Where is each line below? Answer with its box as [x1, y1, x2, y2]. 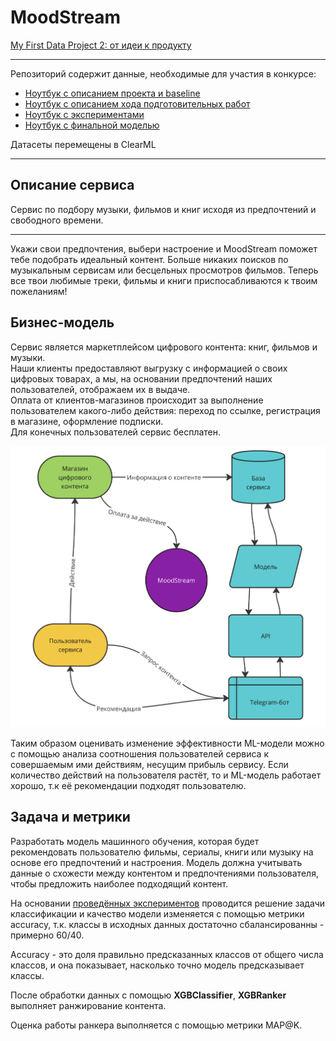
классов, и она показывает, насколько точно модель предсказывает [10, 959, 305, 971]
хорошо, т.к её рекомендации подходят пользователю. [10, 779, 247, 791]
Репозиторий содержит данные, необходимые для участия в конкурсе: [10, 67, 317, 80]
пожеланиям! [10, 285, 68, 297]
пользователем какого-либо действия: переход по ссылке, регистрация [10, 404, 321, 416]
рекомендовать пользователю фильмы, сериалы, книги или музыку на [10, 846, 314, 858]
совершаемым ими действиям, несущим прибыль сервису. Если [10, 758, 289, 770]
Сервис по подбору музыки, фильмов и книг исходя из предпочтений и [10, 203, 317, 215]
